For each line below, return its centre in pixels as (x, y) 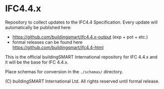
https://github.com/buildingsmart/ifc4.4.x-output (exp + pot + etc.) (80, 37)
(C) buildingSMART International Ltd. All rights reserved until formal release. (82, 81)
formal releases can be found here (47, 42)
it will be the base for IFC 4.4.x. (37, 62)
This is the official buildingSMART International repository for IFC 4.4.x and (81, 57)
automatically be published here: (38, 27)
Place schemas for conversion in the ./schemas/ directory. (64, 71)
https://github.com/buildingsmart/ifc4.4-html (58, 47)
